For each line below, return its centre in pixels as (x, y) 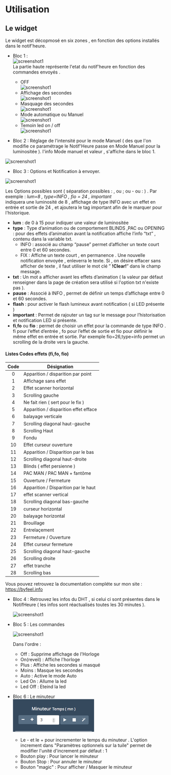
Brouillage (34, 523)
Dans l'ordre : (27, 644)
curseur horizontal (43, 508)
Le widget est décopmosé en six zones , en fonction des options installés (82, 40)
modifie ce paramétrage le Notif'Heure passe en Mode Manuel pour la (87, 146)
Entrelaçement (39, 530)
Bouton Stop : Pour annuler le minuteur (61, 762)
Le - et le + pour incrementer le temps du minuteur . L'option (84, 740)
